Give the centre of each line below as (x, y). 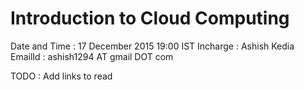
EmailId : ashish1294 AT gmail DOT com (92, 56)
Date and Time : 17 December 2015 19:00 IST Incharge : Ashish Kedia (152, 46)
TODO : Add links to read (61, 76)
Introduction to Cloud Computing (150, 18)
